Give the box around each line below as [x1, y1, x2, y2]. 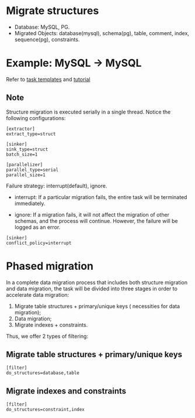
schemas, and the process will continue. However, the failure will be [14, 217, 178, 224]
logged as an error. [14, 224, 61, 231]
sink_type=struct [6, 146, 48, 152]
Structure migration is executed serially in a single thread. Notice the [6, 108, 171, 115]
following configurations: [6, 114, 66, 121]
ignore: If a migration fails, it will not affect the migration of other [14, 211, 169, 218]
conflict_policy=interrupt [6, 240, 72, 246]
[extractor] [6, 126, 35, 132]
